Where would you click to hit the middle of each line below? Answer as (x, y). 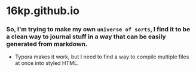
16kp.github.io (43, 11)
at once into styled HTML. (47, 63)
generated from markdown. (47, 44)
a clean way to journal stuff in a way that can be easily (86, 37)
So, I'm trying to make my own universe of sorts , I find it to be (98, 30)
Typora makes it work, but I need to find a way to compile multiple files (102, 57)
